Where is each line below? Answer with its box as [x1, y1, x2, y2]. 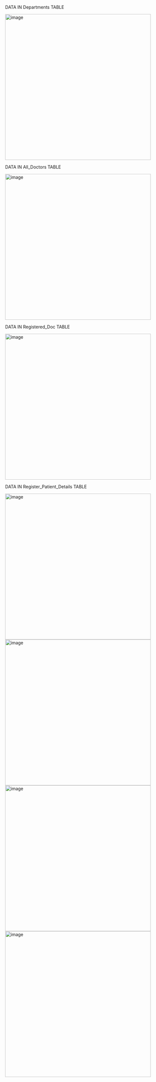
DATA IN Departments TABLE [5, 4, 64, 10]
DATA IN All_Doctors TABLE [5, 164, 61, 170]
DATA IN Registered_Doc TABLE [5, 324, 70, 330]
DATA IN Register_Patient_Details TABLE [5, 484, 87, 490]
